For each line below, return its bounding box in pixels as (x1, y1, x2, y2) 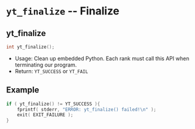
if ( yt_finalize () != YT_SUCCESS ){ (6, 101, 100, 107)
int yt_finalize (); (6, 44, 55, 50)
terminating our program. (14, 61, 77, 68)
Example (6, 85, 39, 95)
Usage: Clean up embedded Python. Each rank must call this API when (14, 55, 190, 62)
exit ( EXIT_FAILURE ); (17, 112, 74, 118)
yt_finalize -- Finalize (6, 4, 120, 18)
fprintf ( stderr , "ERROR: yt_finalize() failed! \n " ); (17, 106, 157, 112)
